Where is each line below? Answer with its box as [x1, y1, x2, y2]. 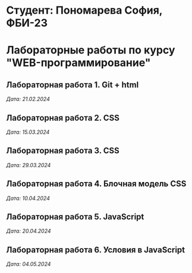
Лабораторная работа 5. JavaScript [6, 212, 144, 222]
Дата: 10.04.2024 [6, 194, 51, 202]
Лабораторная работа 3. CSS [6, 146, 120, 156]
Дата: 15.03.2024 [6, 128, 50, 136]
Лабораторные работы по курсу [6, 43, 175, 57]
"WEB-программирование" [6, 56, 151, 70]
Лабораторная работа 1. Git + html [6, 80, 139, 90]
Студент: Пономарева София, [6, 4, 163, 17]
